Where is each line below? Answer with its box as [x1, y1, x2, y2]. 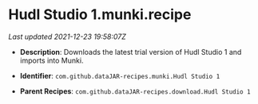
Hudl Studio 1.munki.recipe [8, 6, 192, 24]
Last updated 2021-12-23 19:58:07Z [8, 32, 126, 41]
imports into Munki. [19, 56, 84, 65]
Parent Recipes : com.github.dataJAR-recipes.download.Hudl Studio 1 [19, 86, 251, 96]
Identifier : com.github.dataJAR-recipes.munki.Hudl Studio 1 [19, 71, 220, 80]
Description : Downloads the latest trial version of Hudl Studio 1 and [19, 47, 242, 56]
